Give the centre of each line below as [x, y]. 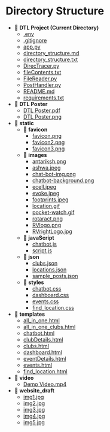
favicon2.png [48, 142]
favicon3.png [48, 149]
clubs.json [45, 263]
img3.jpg [34, 409]
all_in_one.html [42, 320]
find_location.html [45, 371]
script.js [42, 250]
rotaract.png [48, 218]
